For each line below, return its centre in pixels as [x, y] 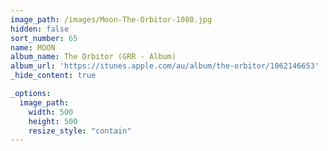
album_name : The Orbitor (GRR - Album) [93, 57]
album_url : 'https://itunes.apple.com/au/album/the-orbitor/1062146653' [165, 66]
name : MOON [33, 47]
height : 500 [53, 121]
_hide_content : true [53, 76]
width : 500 [51, 112]
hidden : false [40, 29]
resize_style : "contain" [80, 131]
